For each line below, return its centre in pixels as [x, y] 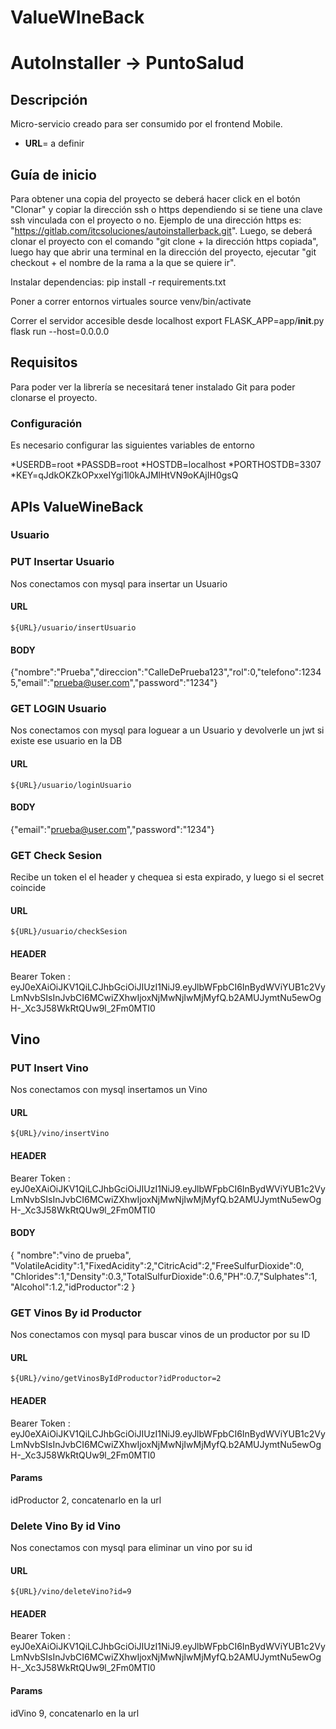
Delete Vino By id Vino [65, 1526]
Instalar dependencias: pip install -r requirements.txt [118, 282]
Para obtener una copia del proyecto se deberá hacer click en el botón [155, 199]
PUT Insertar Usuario [62, 562]
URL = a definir [54, 143]
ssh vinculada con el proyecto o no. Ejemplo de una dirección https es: [156, 220]
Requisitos [44, 362]
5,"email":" [32, 683]
